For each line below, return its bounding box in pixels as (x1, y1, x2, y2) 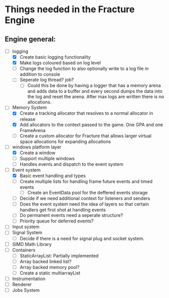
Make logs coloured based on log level (19, 60, 101, 66)
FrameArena (19, 127, 46, 133)
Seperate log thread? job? (19, 77, 74, 83)
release (19, 116, 36, 122)
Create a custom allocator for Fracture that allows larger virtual (19, 133, 152, 139)
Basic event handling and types (19, 172, 86, 179)
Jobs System (12, 287, 40, 293)
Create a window (19, 150, 55, 156)
